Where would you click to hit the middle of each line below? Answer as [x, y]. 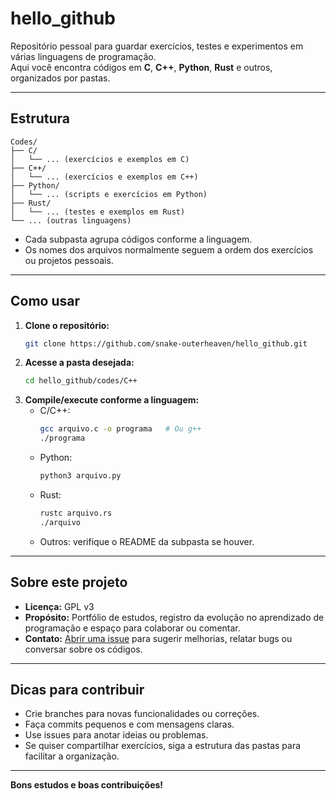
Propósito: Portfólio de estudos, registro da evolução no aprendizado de [174, 617]
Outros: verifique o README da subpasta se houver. [147, 541]
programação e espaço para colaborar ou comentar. [132, 628]
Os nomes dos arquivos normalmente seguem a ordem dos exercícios [169, 249]
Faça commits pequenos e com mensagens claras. [129, 724]
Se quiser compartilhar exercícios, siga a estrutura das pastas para [163, 746]
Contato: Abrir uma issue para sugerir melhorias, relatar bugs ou [158, 638]
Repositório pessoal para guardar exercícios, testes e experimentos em [157, 46]
